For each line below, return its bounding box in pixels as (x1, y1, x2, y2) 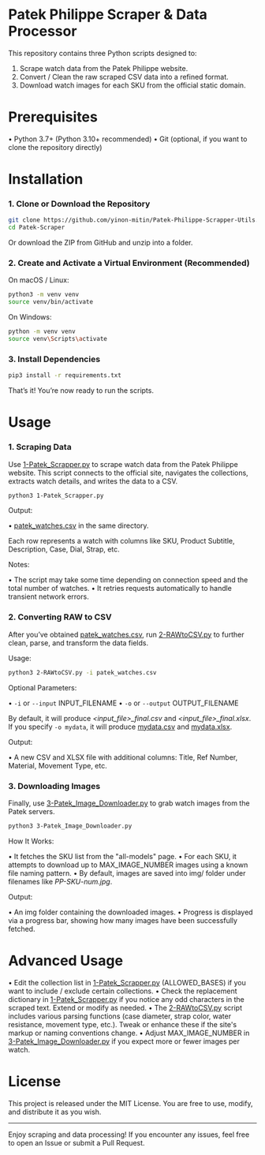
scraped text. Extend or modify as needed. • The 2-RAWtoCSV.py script (8, 1003, 243, 1012)
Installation (8, 170, 84, 189)
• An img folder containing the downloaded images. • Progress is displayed (8, 907, 254, 917)
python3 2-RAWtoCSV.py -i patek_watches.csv (8, 668, 157, 676)
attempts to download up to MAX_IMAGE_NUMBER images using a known (8, 860, 248, 869)
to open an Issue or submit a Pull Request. (8, 1138, 145, 1147)
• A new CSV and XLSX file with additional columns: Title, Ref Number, (8, 752, 238, 762)
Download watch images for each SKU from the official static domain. (19, 80, 246, 90)
